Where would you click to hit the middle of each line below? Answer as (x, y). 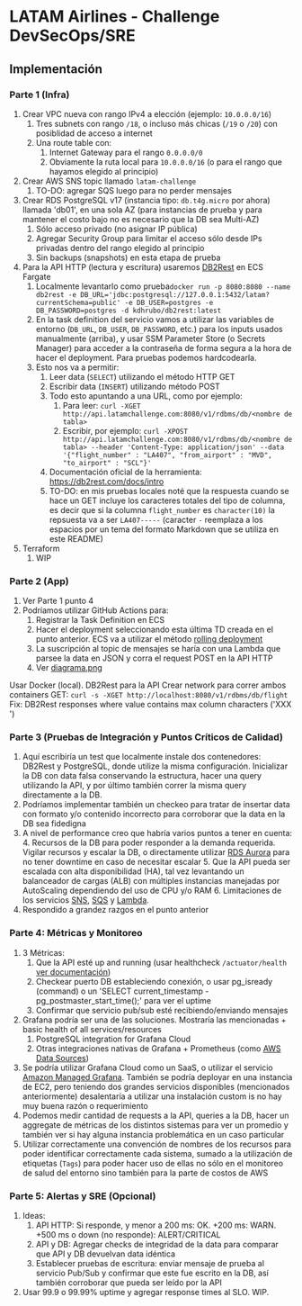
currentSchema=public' (78, 302)
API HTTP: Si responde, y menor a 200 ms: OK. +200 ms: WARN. (156, 1225)
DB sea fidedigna (54, 824)
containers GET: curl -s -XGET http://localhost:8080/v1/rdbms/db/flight (149, 695)
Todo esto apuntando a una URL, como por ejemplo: (146, 396)
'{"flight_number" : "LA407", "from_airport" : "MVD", (167, 455)
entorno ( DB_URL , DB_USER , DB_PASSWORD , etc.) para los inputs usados (159, 329)
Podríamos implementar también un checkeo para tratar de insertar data (156, 805)
